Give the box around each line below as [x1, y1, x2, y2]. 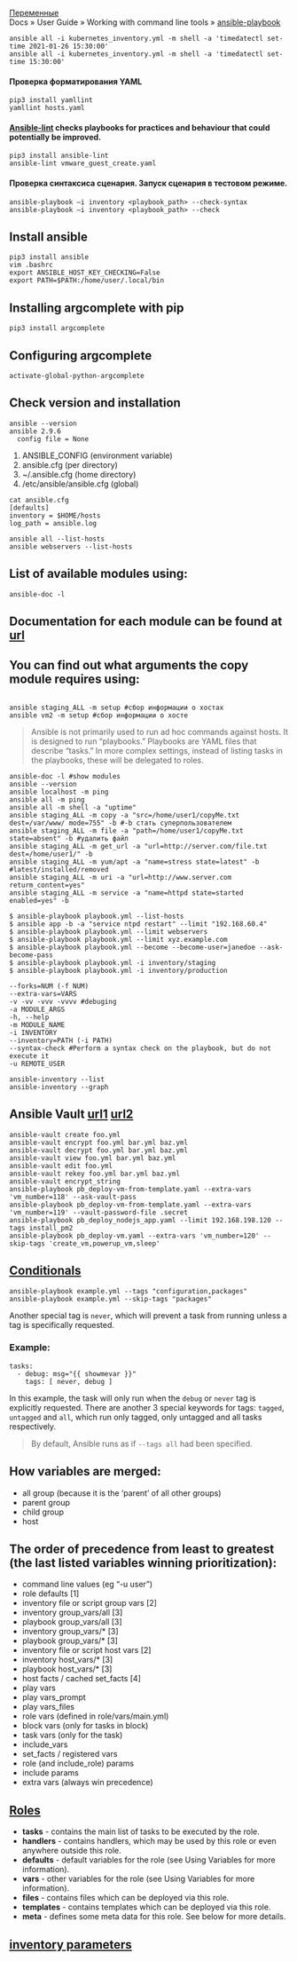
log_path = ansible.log [9, 518, 98, 527]
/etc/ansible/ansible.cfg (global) [21, 478, 139, 489]
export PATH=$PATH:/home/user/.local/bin [9, 276, 165, 285]
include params [21, 1767, 80, 1778]
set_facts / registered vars [21, 1749, 118, 1759]
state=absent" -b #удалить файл [9, 834, 129, 842]
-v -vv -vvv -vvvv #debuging [9, 997, 117, 1006]
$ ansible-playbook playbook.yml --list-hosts [9, 912, 184, 921]
